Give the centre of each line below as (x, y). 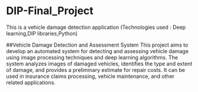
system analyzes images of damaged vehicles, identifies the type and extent (99, 64)
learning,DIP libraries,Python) (42, 33)
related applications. (31, 82)
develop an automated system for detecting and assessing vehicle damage (98, 51)
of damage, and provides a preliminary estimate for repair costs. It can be (95, 70)
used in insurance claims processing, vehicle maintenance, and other (90, 76)
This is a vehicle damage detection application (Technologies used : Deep (96, 27)
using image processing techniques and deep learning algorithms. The (92, 57)
